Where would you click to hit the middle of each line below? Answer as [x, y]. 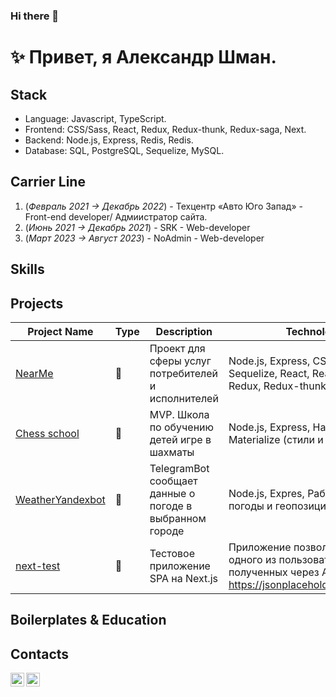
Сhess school [47, 433]
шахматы [172, 452]
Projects [37, 303]
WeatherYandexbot [60, 499]
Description [184, 331]
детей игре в [180, 439]
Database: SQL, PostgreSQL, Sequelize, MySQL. [124, 150]
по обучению [182, 427]
